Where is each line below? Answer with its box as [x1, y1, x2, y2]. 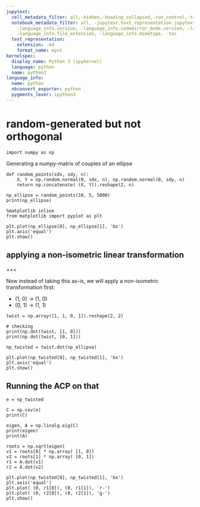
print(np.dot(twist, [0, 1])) [6, 333, 82, 339]
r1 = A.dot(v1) [6, 459, 44, 465]
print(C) [6, 412, 28, 418]
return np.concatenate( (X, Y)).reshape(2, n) [17, 182, 135, 188]
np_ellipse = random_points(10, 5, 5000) [6, 192, 111, 198]
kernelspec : [6, 53, 36, 59]
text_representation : [11, 36, 65, 42]
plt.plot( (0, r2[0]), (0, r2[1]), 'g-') [6, 490, 111, 496]
